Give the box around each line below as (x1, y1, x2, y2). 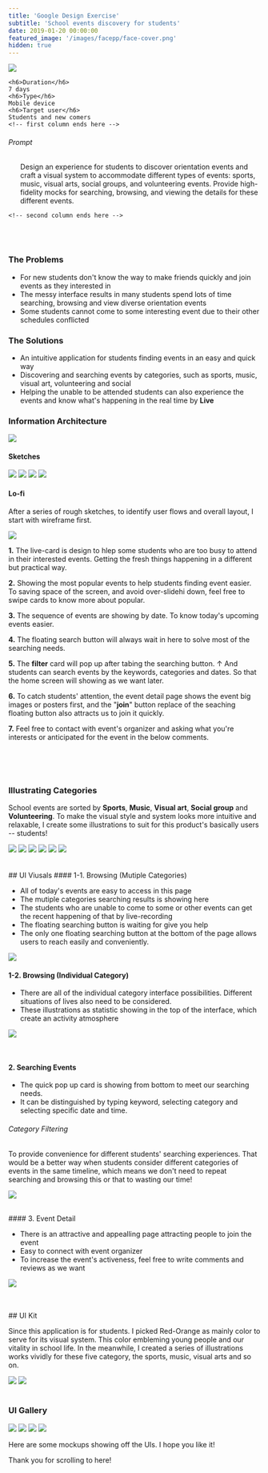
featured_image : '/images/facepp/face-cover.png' (8, 34, 178, 42)
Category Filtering (8, 1124, 69, 1134)
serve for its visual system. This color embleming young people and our (8, 1335, 245, 1344)
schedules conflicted (19, 315, 90, 324)
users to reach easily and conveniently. (19, 937, 150, 946)
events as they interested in (19, 281, 111, 291)
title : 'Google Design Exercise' (8, 11, 120, 20)
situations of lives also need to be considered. (19, 997, 172, 1006)
